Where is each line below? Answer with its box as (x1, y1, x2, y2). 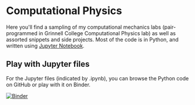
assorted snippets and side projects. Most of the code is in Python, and (6, 36, 179, 43)
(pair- (162, 23, 176, 31)
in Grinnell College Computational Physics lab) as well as (38, 29, 176, 36)
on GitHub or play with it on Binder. (6, 81, 91, 88)
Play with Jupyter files (6, 59, 90, 69)
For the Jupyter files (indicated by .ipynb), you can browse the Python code (6, 74, 189, 82)
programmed (6, 29, 38, 36)
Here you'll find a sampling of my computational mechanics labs (6, 23, 162, 31)
